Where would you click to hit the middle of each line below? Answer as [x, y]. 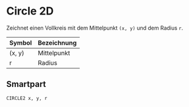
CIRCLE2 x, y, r [27, 98]
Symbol [21, 42]
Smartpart [26, 84]
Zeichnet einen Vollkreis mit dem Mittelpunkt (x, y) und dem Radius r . [95, 28]
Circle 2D [30, 11]
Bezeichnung [57, 42]
